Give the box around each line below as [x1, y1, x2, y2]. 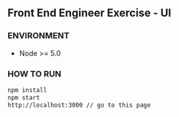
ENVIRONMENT [7, 30, 70, 41]
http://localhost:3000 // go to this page [7, 101, 151, 109]
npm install [7, 86, 47, 94]
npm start [7, 93, 41, 102]
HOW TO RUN [7, 68, 62, 79]
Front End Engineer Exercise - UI [7, 6, 172, 20]
